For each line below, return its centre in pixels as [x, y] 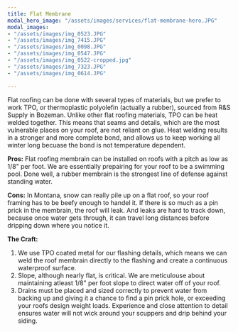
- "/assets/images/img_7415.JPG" [57, 40]
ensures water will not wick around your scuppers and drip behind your [122, 313]
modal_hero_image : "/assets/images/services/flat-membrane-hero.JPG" [113, 21]
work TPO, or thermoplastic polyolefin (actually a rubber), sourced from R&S [119, 107]
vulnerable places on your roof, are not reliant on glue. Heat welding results [118, 130]
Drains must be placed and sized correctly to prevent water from [112, 290]
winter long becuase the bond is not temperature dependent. [97, 145]
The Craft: [23, 239]
